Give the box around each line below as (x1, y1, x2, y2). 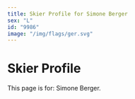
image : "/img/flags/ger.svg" (7, 30, 93, 37)
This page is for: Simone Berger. (7, 84, 101, 93)
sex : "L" (7, 17, 33, 24)
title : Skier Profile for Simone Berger (7, 10, 129, 18)
